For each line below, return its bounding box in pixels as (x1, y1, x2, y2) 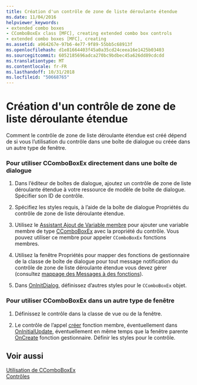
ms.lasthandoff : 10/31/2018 (6, 69, 75, 75)
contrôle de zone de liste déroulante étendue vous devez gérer (14, 264, 168, 271)
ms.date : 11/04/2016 (6, 14, 57, 20)
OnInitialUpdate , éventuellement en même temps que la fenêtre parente (14, 328, 188, 335)
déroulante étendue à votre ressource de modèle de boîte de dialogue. (14, 186, 186, 193)
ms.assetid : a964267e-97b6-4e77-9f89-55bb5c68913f (6, 42, 133, 48)
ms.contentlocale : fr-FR (6, 63, 67, 70)
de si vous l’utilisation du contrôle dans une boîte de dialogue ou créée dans (6, 138, 191, 145)
